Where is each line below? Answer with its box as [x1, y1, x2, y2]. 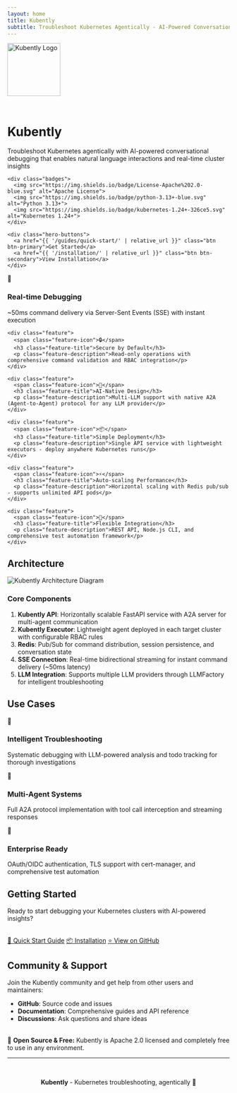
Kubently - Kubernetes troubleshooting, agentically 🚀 [40, 1078, 197, 1087]
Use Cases [7, 698, 56, 710]
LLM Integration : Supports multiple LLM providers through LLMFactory [17, 670, 224, 679]
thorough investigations [7, 758, 76, 766]
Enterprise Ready [7, 844, 68, 854]
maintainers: [7, 986, 44, 994]
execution [7, 316, 37, 324]
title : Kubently [7, 17, 55, 24]
